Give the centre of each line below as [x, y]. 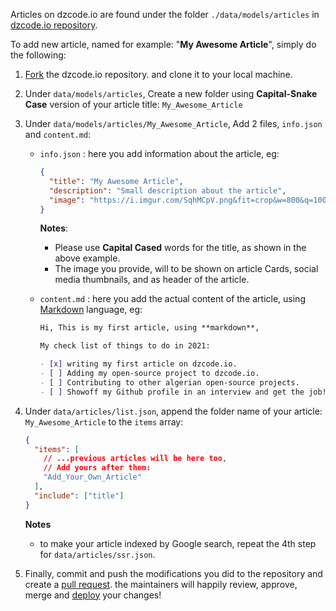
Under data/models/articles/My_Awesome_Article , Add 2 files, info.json [173, 123]
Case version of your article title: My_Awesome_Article [133, 104]
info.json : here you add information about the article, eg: [159, 153]
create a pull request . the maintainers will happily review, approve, [161, 584]
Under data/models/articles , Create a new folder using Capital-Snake [171, 93]
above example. [87, 258]
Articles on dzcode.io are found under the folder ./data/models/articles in [165, 14]
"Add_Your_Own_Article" [92, 477]
